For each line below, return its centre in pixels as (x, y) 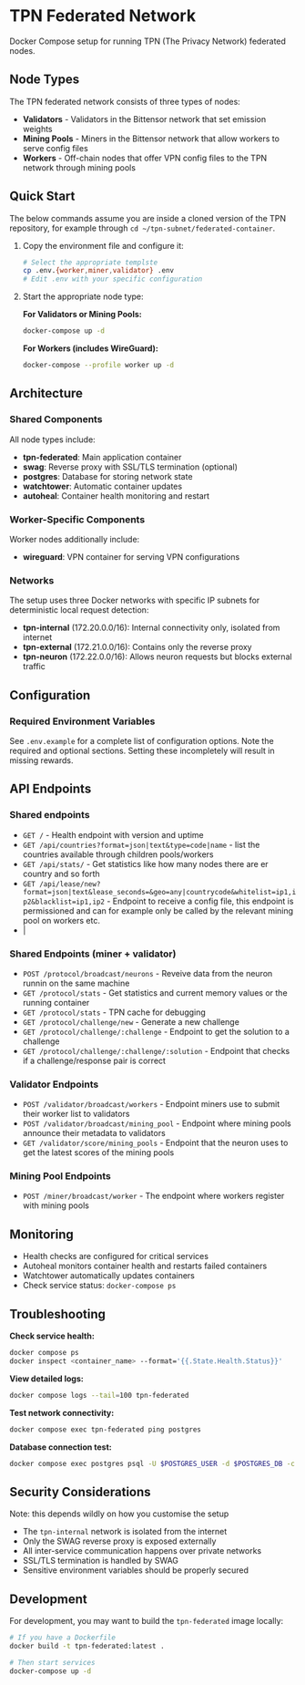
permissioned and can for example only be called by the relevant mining (158, 910)
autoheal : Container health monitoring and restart (116, 496)
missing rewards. (41, 760)
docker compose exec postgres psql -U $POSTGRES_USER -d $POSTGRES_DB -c (152, 1463)
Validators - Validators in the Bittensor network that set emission (144, 119)
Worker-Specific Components (77, 519)
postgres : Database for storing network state (107, 476)
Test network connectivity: (62, 1412)
